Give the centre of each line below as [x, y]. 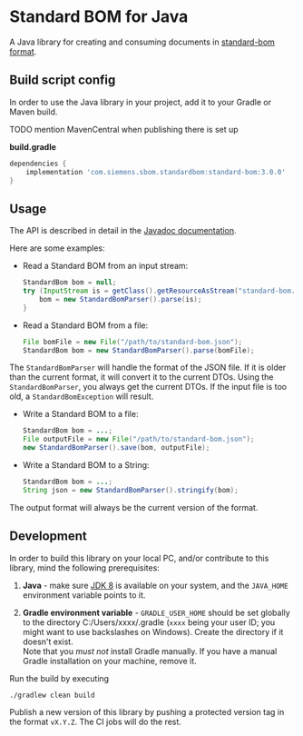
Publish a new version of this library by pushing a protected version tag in [147, 711]
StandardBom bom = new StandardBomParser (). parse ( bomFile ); [138, 350]
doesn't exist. [48, 642]
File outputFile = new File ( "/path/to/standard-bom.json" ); [138, 439]
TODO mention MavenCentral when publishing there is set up [124, 129]
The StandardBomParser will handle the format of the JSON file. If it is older [148, 368]
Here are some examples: [58, 248]
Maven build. [34, 112]
